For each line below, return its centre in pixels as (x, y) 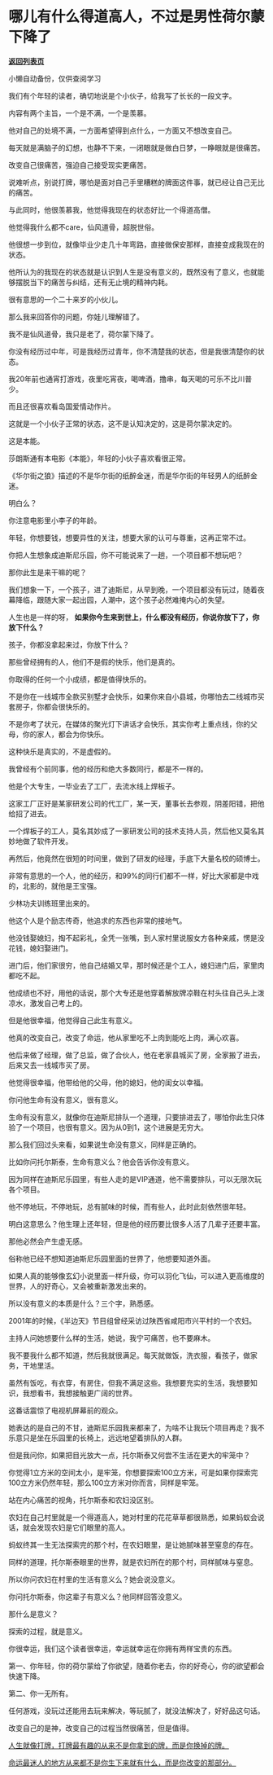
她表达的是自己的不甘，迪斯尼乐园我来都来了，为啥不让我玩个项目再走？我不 (136, 1427)
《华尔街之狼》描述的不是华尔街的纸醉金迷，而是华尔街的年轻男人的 (122, 475)
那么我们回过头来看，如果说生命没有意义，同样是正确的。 (104, 1145)
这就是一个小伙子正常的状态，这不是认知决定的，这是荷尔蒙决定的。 (122, 424)
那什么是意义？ (33, 1614)
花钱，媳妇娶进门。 (41, 948)
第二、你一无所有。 (41, 1693)
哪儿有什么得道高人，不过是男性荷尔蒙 (137, 17)
